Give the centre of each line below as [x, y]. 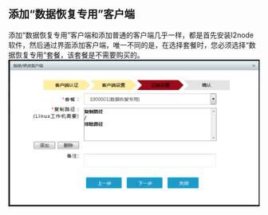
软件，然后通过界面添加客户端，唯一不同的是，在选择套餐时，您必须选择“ [129, 45]
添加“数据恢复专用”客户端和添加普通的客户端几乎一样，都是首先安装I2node [131, 35]
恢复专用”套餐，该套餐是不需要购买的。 [80, 55]
